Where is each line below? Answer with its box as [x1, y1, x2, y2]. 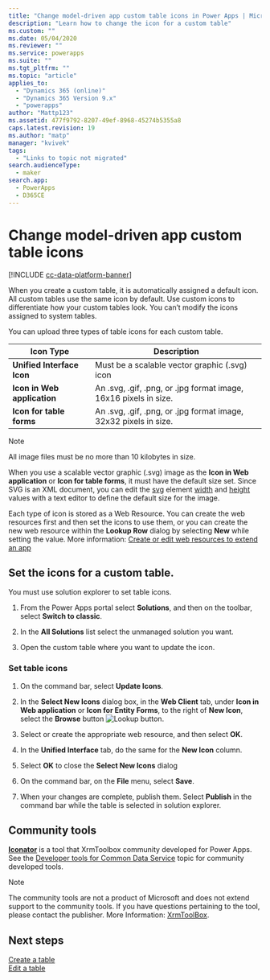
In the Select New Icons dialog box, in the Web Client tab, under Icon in [19, 697, 260, 706]
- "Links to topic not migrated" [15, 154, 128, 162]
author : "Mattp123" [8, 109, 74, 117]
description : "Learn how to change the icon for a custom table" [8, 19, 231, 27]
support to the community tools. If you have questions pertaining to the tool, [8, 902, 260, 912]
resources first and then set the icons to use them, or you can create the [8, 517, 248, 527]
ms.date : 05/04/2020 [8, 34, 78, 43]
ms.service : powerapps [8, 49, 84, 57]
